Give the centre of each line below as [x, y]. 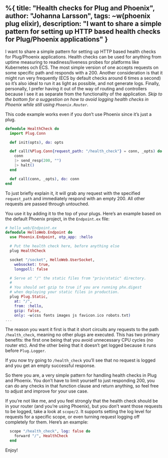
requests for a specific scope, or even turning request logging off [72, 417]
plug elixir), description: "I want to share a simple [83, 24]
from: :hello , [29, 306]
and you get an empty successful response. [50, 366]
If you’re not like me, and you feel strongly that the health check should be [82, 401]
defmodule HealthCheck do [32, 129]
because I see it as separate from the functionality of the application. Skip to [84, 94]
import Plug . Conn [28, 133]
